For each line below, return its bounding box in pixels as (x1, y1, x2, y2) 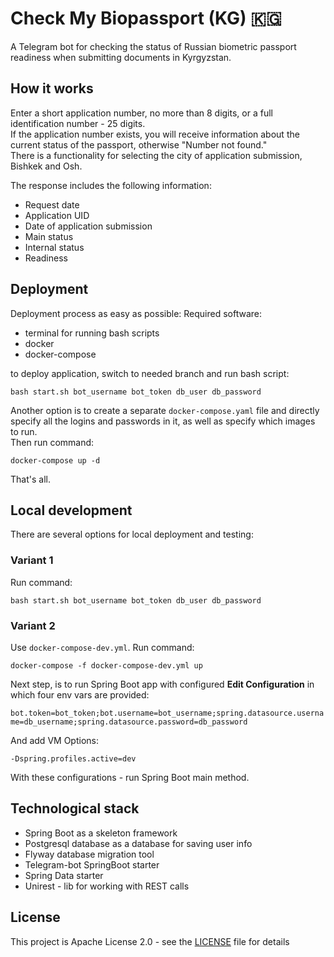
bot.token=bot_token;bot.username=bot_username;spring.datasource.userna (10, 708, 325, 718)
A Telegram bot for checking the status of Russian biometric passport (10, 40, 297, 52)
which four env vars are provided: (10, 688, 150, 701)
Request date (24, 198, 80, 211)
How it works (10, 80, 94, 97)
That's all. (10, 473, 51, 485)
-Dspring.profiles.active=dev (10, 753, 137, 764)
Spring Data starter (24, 869, 104, 881)
